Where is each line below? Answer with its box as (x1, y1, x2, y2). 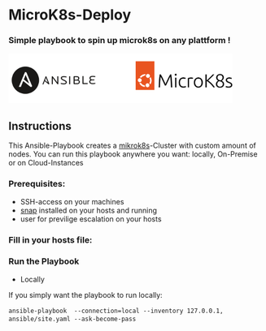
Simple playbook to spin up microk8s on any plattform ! (8, 35, 231, 46)
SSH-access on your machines (20, 196, 124, 206)
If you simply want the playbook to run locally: (8, 290, 163, 299)
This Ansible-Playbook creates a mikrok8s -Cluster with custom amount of (8, 140, 256, 151)
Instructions (8, 119, 72, 133)
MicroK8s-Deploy (8, 6, 132, 24)
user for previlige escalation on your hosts (20, 213, 162, 224)
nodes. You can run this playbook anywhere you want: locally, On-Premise (8, 149, 258, 159)
